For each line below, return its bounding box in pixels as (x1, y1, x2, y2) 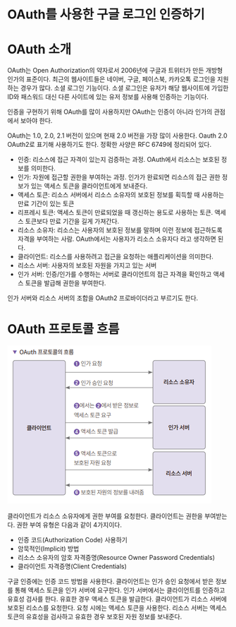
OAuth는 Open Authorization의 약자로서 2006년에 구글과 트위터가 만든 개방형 (7, 66, 223, 75)
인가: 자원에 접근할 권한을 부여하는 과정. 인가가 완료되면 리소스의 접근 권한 (17, 173, 221, 181)
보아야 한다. (20, 117, 53, 125)
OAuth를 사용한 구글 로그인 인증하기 (7, 6, 205, 23)
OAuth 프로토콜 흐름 (7, 321, 120, 338)
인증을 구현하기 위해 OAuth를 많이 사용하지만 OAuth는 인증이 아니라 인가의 (7, 107, 213, 117)
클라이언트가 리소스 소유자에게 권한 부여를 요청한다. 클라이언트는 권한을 (7, 512, 203, 520)
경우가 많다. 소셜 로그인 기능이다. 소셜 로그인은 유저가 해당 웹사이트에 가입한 (20, 84, 229, 92)
